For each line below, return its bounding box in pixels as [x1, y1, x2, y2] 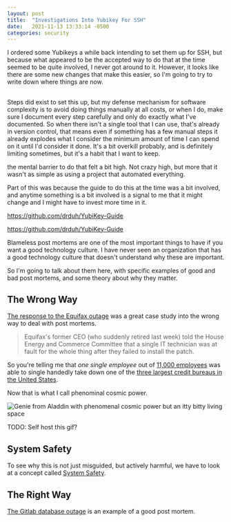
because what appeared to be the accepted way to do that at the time [7, 56, 205, 64]
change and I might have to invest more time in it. [7, 198, 147, 206]
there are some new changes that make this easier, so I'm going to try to [7, 71, 212, 79]
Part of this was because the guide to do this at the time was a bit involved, [7, 183, 221, 192]
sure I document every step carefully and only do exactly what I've [7, 112, 197, 121]
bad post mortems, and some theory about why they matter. [7, 274, 178, 282]
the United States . [7, 375, 59, 384]
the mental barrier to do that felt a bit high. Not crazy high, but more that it [7, 162, 218, 171]
